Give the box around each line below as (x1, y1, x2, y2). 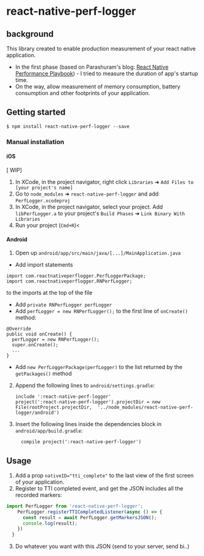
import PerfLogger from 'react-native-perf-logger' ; (6, 503, 144, 509)
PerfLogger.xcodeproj (15, 197, 70, 204)
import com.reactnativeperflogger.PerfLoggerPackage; (6, 273, 147, 280)
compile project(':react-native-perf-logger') (21, 439, 142, 445)
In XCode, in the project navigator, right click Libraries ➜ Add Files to (15, 178, 194, 185)
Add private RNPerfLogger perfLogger (15, 301, 112, 308)
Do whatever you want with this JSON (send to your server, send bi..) (15, 543, 190, 550)
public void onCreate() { (6, 331, 72, 338)
